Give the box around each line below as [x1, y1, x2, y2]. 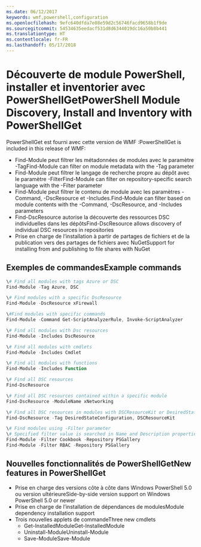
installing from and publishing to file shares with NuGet [14, 245, 151, 252]
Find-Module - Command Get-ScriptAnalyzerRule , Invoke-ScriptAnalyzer [6, 317, 184, 323]
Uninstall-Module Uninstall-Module [23, 528, 109, 536]
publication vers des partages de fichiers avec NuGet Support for [14, 239, 175, 246]
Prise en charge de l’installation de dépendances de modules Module [14, 503, 184, 510]
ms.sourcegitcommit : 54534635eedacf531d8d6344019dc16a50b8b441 [6, 25, 167, 32]
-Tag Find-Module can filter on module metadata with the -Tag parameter [14, 163, 194, 170]
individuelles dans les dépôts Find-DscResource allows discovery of [14, 219, 182, 227]
